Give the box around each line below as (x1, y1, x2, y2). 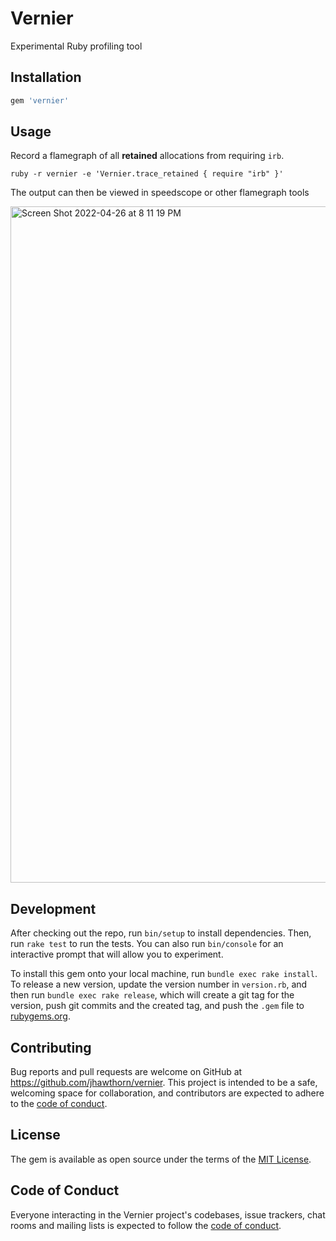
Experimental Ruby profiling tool (10, 40, 143, 52)
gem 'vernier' (10, 95, 70, 106)
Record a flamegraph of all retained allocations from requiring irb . (10, 150, 285, 162)
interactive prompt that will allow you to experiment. (10, 948, 224, 961)
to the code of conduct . (10, 1098, 108, 1110)
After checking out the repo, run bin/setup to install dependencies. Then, (10, 927, 312, 939)
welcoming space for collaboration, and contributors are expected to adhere (10, 1087, 325, 1099)
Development (10, 900, 97, 917)
